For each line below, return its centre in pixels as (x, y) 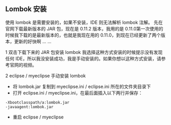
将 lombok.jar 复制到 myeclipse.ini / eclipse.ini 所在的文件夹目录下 (82, 86)
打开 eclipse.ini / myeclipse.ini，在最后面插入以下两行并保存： (78, 92)
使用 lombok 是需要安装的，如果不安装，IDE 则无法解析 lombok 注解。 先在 (84, 22)
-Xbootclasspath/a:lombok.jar (38, 102)
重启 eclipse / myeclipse (38, 117)
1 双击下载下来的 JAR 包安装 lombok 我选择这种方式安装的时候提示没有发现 (84, 52)
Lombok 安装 (26, 9)
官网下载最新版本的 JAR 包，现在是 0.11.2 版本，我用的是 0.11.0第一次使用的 (84, 28)
